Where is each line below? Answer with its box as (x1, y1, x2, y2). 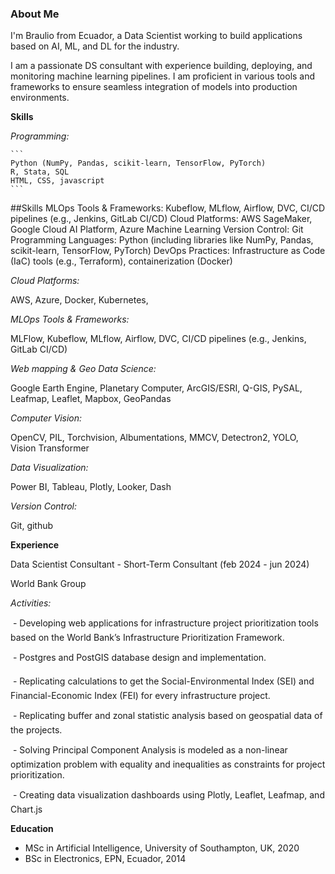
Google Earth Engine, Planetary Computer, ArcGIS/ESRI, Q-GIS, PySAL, (10, 382, 303, 394)
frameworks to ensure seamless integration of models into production (10, 81, 298, 93)
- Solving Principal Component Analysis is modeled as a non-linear (12, 744, 288, 756)
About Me (10, 7, 60, 21)
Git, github (10, 520, 54, 532)
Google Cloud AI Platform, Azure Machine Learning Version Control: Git (10, 223, 304, 236)
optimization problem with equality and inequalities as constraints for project (10, 758, 326, 771)
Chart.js (10, 803, 43, 816)
